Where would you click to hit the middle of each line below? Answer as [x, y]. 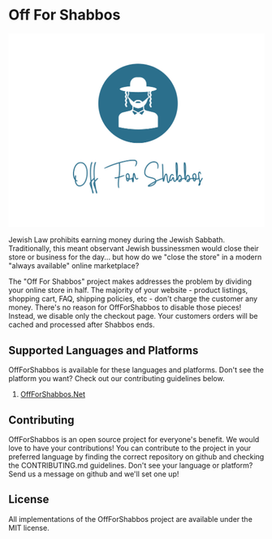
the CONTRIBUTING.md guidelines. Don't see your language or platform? [131, 465]
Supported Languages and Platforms [104, 350]
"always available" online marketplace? [74, 266]
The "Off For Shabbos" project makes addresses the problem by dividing [130, 281]
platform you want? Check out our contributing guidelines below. [117, 379]
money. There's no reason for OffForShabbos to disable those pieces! [125, 307]
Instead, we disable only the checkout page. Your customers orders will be [133, 316]
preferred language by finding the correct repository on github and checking [136, 456]
